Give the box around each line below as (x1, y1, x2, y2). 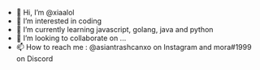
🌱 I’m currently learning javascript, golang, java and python (15, 25, 214, 34)
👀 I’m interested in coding (15, 16, 102, 26)
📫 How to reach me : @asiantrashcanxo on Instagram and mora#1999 (15, 43, 252, 51)
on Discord (15, 54, 54, 64)
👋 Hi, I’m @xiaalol (15, 8, 75, 17)
